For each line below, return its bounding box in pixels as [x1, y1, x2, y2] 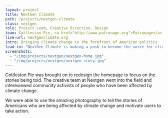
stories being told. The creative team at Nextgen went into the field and [5, 77, 152, 83]
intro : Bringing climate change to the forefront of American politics [5, 40, 157, 45]
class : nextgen [5, 21, 37, 26]
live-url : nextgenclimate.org [5, 35, 68, 40]
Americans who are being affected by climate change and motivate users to [5, 103, 161, 109]
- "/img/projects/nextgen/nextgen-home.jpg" [9, 53, 104, 59]
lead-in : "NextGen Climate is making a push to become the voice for [5, 44, 153, 49]
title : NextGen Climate [5, 12, 55, 17]
